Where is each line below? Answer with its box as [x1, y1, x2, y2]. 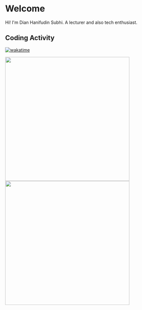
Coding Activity [5, 34, 55, 42]
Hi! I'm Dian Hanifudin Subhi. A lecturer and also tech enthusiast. [5, 19, 138, 25]
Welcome [5, 3, 45, 14]
